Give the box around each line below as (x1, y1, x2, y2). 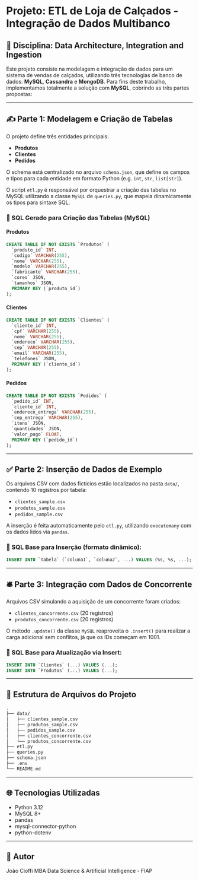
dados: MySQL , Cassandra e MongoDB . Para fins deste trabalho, (6, 78, 167, 85)
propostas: (6, 91, 33, 97)
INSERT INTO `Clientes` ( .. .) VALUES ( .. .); (6, 662, 118, 668)
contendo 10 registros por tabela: (6, 487, 87, 494)
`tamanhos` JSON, (11, 280, 54, 286)
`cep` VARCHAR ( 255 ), (11, 345, 62, 351)
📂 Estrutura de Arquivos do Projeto (6, 690, 137, 700)
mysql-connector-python (14, 822, 76, 830)
